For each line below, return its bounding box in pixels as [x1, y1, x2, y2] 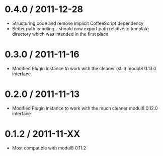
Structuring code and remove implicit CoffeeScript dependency [12, 20, 144, 26]
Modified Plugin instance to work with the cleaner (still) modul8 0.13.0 [12, 65, 156, 71]
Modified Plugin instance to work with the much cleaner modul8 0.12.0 [12, 105, 158, 111]
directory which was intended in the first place [12, 31, 109, 37]
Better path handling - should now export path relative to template [12, 25, 149, 31]
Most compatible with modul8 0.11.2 [12, 145, 87, 151]
